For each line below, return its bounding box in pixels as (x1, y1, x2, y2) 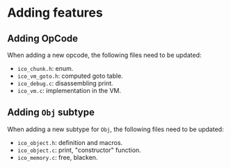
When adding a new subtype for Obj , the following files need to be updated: (7, 125, 224, 133)
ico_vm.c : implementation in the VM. (17, 87, 122, 94)
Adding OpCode (7, 33, 79, 44)
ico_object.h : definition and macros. (17, 138, 123, 146)
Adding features (7, 5, 103, 21)
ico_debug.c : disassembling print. (17, 79, 113, 87)
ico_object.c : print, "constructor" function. (17, 146, 141, 154)
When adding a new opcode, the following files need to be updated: (7, 51, 202, 59)
